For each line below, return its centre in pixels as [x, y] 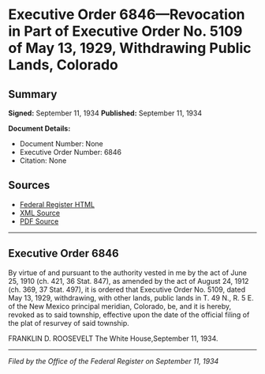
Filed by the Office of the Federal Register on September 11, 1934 [114, 361]
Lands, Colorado [63, 65]
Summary [33, 94]
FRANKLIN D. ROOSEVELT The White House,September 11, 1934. [113, 338]
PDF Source [39, 221]
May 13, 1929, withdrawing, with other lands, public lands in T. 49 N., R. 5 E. [131, 297]
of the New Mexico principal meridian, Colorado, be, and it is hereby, [120, 306]
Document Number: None [62, 144]
